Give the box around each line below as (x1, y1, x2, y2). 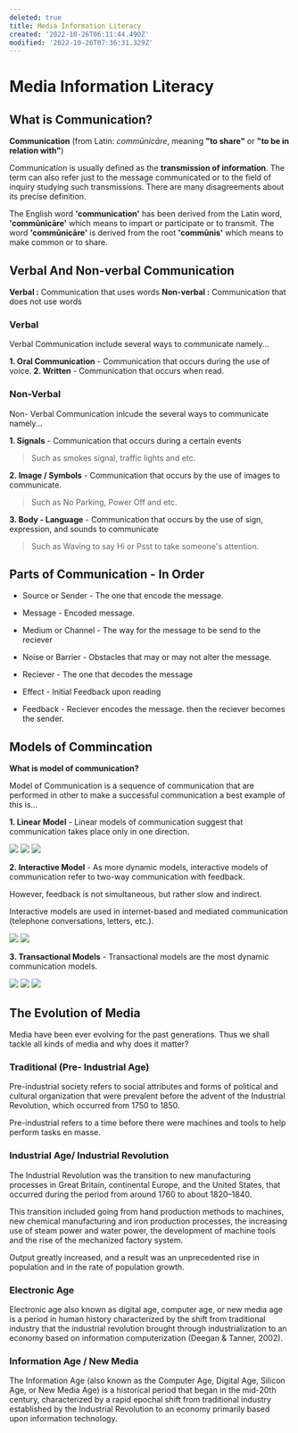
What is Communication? (9, 112, 153, 127)
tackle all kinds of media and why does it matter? (9, 1039, 189, 1049)
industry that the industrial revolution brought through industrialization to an (9, 1323, 287, 1334)
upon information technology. (9, 1413, 118, 1424)
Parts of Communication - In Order (9, 567, 205, 582)
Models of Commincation (9, 739, 153, 754)
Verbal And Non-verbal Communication (9, 263, 235, 278)
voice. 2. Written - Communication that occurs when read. (9, 366, 225, 377)
